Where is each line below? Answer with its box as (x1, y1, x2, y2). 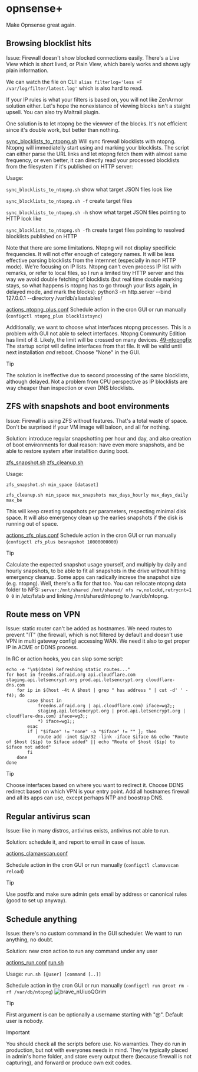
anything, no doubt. (6, 936, 54, 943)
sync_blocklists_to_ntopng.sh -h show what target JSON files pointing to (6, 209, 186, 216)
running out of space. (6, 520, 59, 527)
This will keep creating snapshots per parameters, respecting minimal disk (6, 507, 187, 514)
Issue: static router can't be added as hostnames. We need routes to (6, 625, 173, 632)
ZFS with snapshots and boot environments (6, 401, 170, 412)
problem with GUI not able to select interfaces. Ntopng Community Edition (6, 330, 186, 337)
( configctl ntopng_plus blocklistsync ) (6, 312, 103, 319)
